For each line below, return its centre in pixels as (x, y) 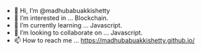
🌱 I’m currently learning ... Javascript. (68, 25)
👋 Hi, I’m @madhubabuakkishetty (62, 11)
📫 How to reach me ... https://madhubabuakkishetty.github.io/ (104, 40)
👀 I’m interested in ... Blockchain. (61, 18)
